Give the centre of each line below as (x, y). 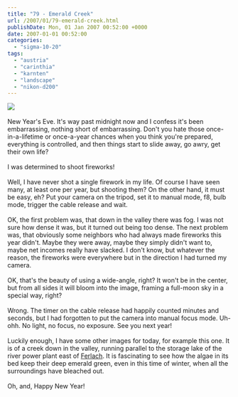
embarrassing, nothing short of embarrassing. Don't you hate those (106, 129)
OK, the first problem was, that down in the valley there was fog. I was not (115, 220)
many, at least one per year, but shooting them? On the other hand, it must (116, 190)
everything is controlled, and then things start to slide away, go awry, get (114, 144)
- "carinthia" (34, 67)
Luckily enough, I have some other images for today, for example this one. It (118, 341)
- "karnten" (32, 73)
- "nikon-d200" (36, 87)
